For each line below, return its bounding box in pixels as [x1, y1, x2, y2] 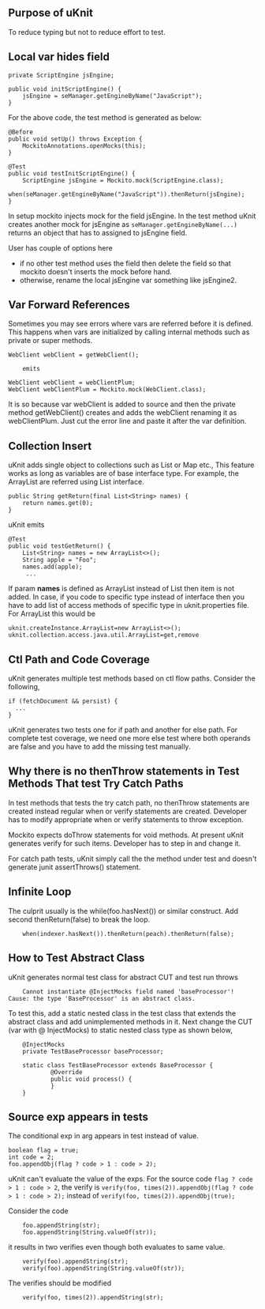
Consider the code [8, 1206, 69, 1216]
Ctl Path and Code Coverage [8, 652, 150, 666]
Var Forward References [8, 298, 130, 311]
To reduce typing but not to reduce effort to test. [8, 27, 166, 36]
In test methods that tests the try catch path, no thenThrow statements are [8, 798, 250, 807]
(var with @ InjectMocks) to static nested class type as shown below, [8, 1025, 233, 1035]
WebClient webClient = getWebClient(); [8, 351, 140, 359]
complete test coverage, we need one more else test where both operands [8, 734, 251, 743]
